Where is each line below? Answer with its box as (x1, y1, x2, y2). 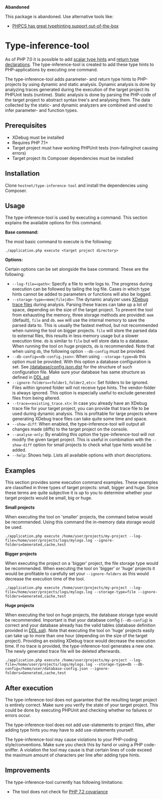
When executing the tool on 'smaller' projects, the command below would (5, 514, 153, 520)
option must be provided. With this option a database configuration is (12, 359, 151, 365)
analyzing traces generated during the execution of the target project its (5, 86, 150, 92)
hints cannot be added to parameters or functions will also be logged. (12, 291, 152, 297)
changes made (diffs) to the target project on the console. (12, 426, 128, 432)
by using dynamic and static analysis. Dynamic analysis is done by (22, 81, 156, 87)
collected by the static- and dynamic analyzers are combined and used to (5, 102, 153, 108)
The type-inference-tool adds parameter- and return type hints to (5, 76, 137, 82)
